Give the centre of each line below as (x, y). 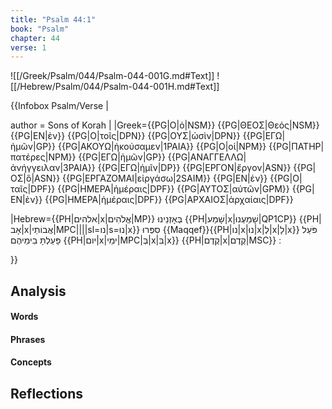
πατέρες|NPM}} (43, 157)
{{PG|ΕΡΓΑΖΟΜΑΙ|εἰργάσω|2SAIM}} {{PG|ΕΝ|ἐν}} (165, 178)
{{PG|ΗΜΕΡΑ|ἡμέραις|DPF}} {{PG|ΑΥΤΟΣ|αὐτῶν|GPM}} (173, 189)
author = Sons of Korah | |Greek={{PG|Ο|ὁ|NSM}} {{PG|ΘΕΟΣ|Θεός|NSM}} (165, 125)
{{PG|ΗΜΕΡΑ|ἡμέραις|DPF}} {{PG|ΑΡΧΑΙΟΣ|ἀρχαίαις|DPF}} (169, 200)
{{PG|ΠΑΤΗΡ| (296, 147)
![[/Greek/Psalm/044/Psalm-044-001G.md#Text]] (112, 76)
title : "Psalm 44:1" (53, 19)
